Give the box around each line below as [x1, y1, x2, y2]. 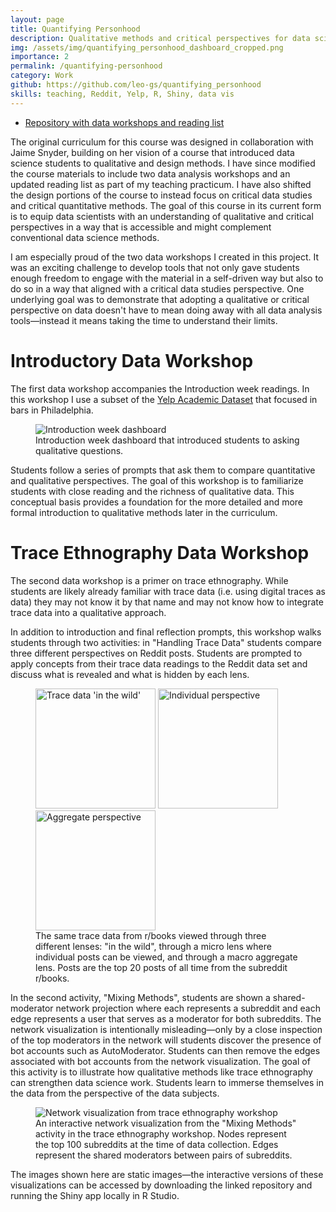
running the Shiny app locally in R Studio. [10, 1189, 180, 1201]
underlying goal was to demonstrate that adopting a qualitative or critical [10, 293, 310, 305]
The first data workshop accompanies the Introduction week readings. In [10, 382, 310, 395]
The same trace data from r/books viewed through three [35, 929, 267, 941]
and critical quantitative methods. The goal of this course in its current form [10, 199, 322, 211]
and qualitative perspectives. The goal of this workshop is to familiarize [10, 474, 304, 486]
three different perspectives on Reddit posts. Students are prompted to [10, 647, 303, 659]
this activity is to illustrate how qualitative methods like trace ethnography [10, 1066, 313, 1078]
